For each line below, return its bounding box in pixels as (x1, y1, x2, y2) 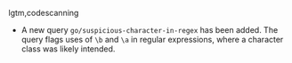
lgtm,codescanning (8, 8, 79, 18)
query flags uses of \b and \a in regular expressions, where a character (20, 35, 284, 44)
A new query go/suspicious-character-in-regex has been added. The (20, 25, 279, 35)
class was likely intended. (20, 43, 116, 54)
